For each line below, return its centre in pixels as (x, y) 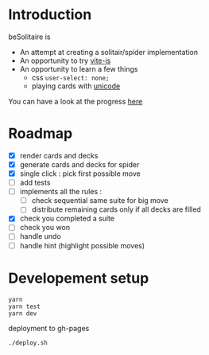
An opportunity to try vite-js (65, 60)
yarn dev (23, 313)
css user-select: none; (70, 77)
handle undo (40, 236)
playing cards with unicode (76, 86)
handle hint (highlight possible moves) (82, 245)
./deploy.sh (28, 343)
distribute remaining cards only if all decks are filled (116, 209)
